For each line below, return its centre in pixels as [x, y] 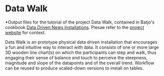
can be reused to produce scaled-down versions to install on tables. [74, 68]
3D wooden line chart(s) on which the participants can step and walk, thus [81, 52]
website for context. [25, 32]
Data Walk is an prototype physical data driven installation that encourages [81, 42]
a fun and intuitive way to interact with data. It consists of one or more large [82, 47]
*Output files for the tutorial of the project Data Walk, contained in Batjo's [80, 22]
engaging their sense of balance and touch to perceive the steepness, [76, 57]
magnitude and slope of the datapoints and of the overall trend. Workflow [80, 63]
